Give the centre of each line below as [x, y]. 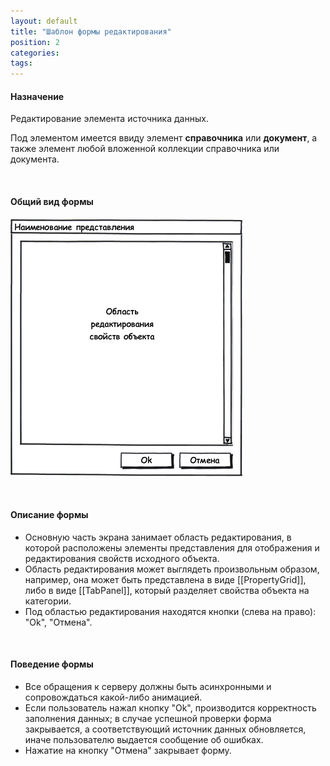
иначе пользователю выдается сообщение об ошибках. [144, 739]
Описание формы [49, 515]
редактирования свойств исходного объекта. [122, 558]
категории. [48, 601]
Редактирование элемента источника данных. [109, 119]
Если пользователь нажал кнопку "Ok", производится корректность [170, 707]
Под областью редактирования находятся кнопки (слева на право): [170, 611]
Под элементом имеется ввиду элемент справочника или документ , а [164, 138]
